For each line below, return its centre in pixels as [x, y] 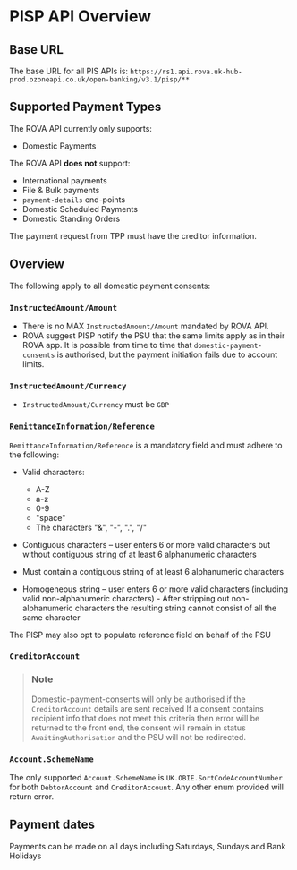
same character [51, 617]
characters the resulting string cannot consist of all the [176, 608]
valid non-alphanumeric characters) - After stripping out [126, 598]
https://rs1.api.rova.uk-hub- [186, 72]
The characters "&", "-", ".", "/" [91, 527]
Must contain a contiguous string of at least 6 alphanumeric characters [153, 571]
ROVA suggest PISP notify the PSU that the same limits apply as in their [153, 335]
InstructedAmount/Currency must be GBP [96, 405]
